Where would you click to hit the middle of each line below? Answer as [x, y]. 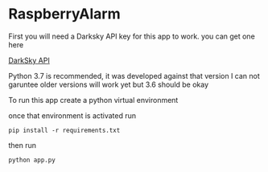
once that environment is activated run [72, 115]
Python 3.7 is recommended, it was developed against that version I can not [134, 76]
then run [23, 145]
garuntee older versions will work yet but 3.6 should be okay [109, 84]
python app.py [32, 160]
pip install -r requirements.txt [64, 130]
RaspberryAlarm [64, 14]
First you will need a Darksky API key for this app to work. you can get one [132, 36]
